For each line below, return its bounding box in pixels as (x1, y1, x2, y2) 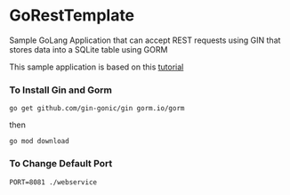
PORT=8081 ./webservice (9, 177, 98, 187)
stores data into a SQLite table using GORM (9, 44, 168, 54)
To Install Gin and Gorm (9, 84, 113, 96)
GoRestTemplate (9, 5, 135, 26)
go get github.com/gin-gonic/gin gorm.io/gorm (9, 104, 185, 113)
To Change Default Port (9, 158, 113, 170)
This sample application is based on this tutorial (9, 61, 184, 72)
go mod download (9, 137, 69, 146)
